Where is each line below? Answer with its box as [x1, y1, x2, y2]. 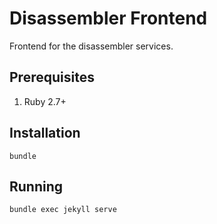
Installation [9, 125, 81, 142]
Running [9, 178, 64, 195]
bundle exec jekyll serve [9, 205, 117, 215]
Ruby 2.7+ [23, 95, 67, 107]
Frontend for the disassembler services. [9, 40, 174, 52]
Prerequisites [9, 69, 95, 86]
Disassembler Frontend [9, 7, 208, 30]
